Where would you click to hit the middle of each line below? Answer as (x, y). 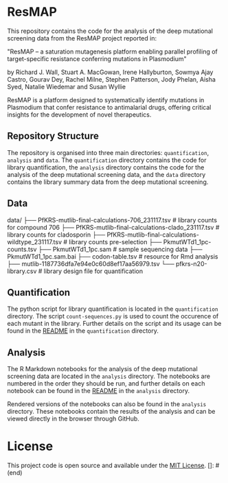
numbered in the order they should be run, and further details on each (106, 384)
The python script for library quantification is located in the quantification (113, 309)
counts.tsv (22, 249)
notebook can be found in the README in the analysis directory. (99, 391)
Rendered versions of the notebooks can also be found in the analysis (107, 404)
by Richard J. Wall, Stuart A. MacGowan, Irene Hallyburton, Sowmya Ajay (110, 72)
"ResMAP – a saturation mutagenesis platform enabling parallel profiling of (113, 51)
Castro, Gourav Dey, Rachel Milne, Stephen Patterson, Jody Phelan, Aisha (112, 79)
